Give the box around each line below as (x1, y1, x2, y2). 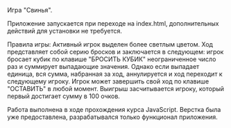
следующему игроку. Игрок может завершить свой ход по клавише (7, 77, 209, 86)
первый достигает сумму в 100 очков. (7, 92, 120, 100)
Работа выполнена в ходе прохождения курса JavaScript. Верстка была (7, 106, 221, 113)
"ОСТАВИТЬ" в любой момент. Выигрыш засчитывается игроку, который (7, 85, 224, 93)
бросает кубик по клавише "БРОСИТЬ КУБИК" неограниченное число (7, 55, 216, 63)
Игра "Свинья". (7, 6, 53, 14)
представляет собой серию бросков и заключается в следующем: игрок (7, 48, 224, 56)
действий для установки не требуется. (7, 27, 123, 35)
